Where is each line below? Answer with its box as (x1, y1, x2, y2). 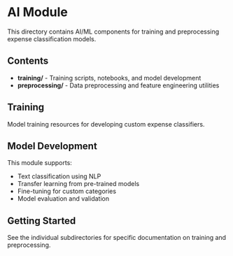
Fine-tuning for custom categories (17, 187, 117, 196)
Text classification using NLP (17, 172, 101, 180)
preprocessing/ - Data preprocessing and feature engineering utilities (17, 81, 220, 90)
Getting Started (7, 215, 76, 227)
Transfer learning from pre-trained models (17, 180, 140, 188)
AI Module (7, 4, 69, 20)
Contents (7, 55, 49, 67)
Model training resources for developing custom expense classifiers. (7, 120, 205, 128)
